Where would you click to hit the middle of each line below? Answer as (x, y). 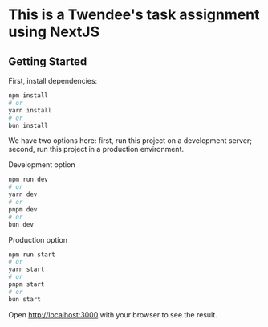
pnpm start (26, 284)
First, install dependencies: (53, 81)
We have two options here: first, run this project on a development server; (130, 141)
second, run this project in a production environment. (96, 149)
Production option (38, 239)
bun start (25, 299)
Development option (42, 165)
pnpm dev (23, 209)
